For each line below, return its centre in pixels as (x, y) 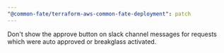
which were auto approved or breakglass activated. (82, 41)
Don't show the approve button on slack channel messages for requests (112, 34)
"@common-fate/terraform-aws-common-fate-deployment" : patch (99, 14)
